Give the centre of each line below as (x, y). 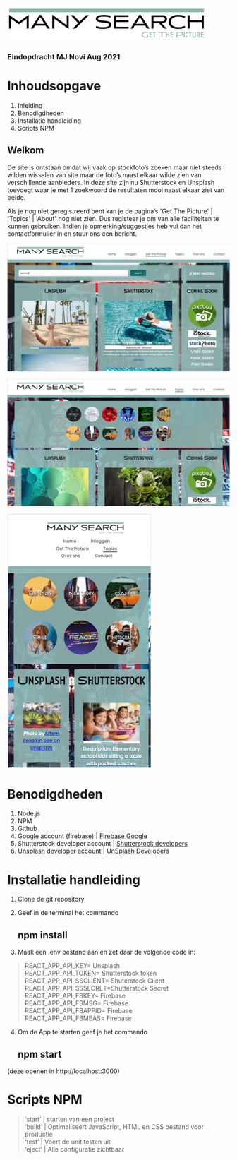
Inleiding (30, 105)
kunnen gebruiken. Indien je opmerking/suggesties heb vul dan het (105, 226)
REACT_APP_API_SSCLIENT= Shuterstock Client (94, 981)
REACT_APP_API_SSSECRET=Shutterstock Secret (97, 988)
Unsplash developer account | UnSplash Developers (93, 851)
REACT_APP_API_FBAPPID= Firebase (78, 1011)
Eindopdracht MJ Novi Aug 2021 (64, 56)
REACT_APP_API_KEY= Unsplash (72, 966)
